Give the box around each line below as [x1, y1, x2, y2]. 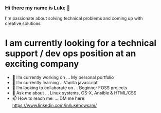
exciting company [5, 58, 79, 70]
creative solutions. [5, 20, 42, 26]
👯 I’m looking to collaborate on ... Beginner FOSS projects [12, 85, 127, 91]
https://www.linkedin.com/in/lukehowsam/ [12, 102, 97, 109]
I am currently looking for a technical [5, 38, 157, 49]
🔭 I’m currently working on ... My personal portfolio [12, 75, 114, 80]
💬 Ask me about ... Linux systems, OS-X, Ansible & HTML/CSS [12, 90, 137, 96]
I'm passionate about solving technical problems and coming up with [5, 16, 143, 21]
